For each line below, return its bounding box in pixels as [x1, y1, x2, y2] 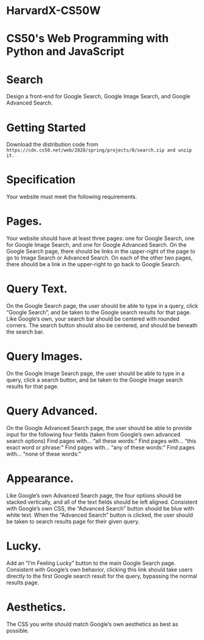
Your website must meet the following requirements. [6, 193, 138, 200]
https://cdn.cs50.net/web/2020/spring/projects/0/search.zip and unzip [6, 147, 192, 153]
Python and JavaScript [6, 45, 125, 59]
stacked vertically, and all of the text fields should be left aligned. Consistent [6, 498, 198, 506]
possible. [6, 627, 29, 634]
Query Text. [6, 282, 68, 296]
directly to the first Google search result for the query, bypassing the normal [6, 572, 197, 580]
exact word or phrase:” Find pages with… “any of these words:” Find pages [6, 443, 195, 451]
